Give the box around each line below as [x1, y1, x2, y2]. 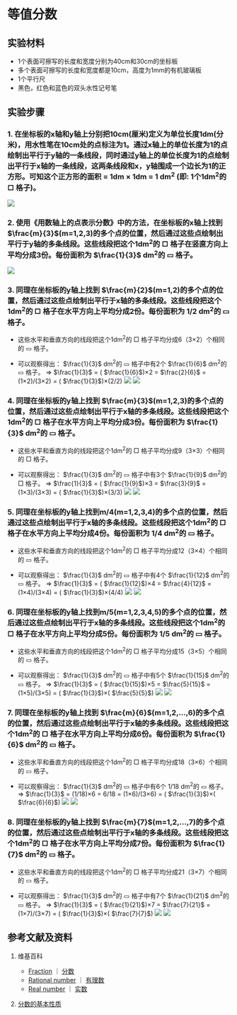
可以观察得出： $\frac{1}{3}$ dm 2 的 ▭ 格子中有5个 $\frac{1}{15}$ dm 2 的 [17, 670, 230, 679]
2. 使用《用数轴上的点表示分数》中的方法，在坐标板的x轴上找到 [7, 218, 223, 228]
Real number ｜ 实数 [28, 985, 88, 993]
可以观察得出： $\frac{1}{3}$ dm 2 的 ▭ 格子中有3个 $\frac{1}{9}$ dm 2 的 [17, 469, 228, 478]
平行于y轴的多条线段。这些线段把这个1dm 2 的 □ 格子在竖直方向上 [7, 238, 229, 249]
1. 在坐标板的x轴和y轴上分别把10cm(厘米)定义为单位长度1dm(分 [7, 129, 224, 139]
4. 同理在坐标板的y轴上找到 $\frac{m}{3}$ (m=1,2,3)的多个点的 [7, 396, 224, 406]
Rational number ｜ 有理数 [28, 975, 105, 984]
